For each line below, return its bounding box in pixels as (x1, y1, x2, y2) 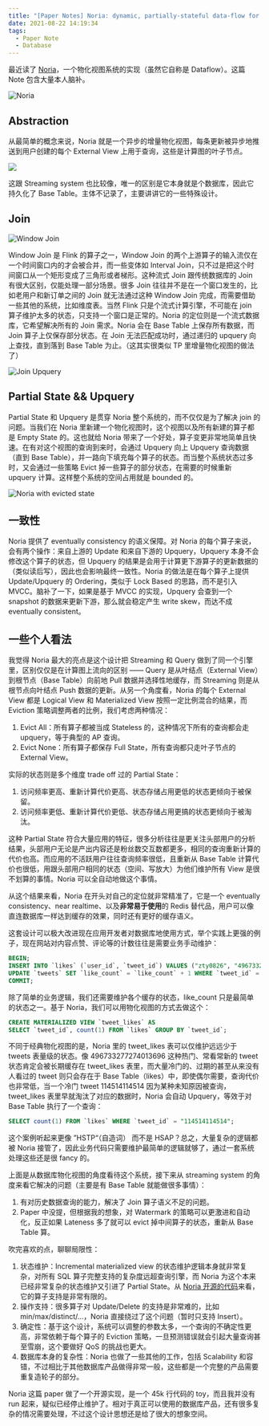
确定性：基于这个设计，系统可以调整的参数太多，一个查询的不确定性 (19, 1322, 245, 1331)
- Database (15, 42, 52, 50)
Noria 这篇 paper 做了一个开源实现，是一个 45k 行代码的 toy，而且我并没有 (8, 1389, 256, 1399)
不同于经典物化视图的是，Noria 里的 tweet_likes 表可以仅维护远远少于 (8, 1041, 238, 1051)
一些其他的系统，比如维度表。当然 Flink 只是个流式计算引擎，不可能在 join (8, 300, 252, 310)
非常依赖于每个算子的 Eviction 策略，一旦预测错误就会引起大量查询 (34, 1332, 254, 1342)
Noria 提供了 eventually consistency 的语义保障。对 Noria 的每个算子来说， (8, 536, 256, 546)
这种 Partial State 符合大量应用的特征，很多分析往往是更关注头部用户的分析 (8, 834, 256, 844)
